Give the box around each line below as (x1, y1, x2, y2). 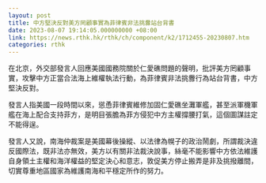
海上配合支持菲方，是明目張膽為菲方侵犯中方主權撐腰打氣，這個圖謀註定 (21, 110, 258, 119)
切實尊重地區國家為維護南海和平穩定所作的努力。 (8, 166, 168, 176)
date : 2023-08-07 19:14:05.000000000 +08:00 (8, 26, 158, 34)
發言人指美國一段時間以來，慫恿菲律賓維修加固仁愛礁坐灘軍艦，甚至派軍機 (8, 100, 251, 110)
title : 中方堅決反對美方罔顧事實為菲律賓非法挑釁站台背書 (8, 19, 175, 27)
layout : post (8, 11, 51, 20)
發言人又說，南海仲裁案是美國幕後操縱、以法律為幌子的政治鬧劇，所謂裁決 (8, 136, 251, 146)
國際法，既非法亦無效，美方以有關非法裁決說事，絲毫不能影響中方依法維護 (14, 147, 258, 156)
